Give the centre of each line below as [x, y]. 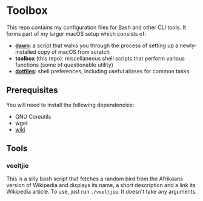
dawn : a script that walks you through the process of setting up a [97, 45]
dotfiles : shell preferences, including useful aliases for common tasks [102, 71]
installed [25, 51]
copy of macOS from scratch [74, 51]
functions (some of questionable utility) [64, 65]
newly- [188, 45]
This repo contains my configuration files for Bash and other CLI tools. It [96, 27]
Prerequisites [32, 91]
